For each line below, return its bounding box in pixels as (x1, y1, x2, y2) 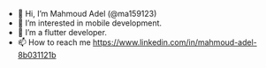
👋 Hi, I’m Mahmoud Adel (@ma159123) (17, 9, 157, 19)
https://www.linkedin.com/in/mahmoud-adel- (92, 37, 258, 48)
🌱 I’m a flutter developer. (17, 27, 108, 37)
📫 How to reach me (17, 37, 91, 48)
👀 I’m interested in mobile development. (17, 18, 162, 28)
